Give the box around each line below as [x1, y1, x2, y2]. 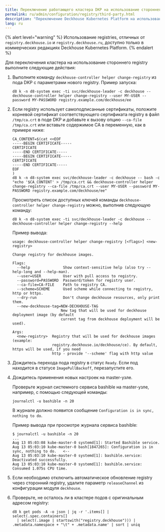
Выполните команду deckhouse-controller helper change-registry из [12, 74, 157, 80]
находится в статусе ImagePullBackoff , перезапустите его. [12, 365, 135, 371]
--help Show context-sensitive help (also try [17, 265, 145, 270]
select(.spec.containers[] [12, 514, 68, 519]
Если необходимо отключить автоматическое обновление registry [12, 475, 153, 481]
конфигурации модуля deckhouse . [12, 485, 82, 491]
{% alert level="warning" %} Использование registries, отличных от [5, 34, 145, 40]
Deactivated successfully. [12, 458, 68, 463]
